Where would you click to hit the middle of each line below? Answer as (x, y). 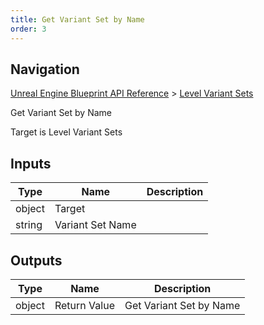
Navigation (45, 69)
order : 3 (28, 29)
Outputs (36, 260)
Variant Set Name (95, 225)
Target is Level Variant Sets (66, 132)
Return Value (84, 305)
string (29, 225)
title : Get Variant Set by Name (77, 19)
